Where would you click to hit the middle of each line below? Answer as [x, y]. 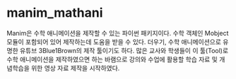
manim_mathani [55, 13]
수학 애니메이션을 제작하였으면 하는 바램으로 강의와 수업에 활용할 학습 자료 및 [112, 59]
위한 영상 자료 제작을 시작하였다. [75, 68]
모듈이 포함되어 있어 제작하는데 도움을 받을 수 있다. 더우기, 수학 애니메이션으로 [114, 42]
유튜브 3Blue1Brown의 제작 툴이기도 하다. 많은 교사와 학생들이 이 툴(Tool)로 [124, 50]
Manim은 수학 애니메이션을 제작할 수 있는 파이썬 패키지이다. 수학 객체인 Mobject [118, 33]
